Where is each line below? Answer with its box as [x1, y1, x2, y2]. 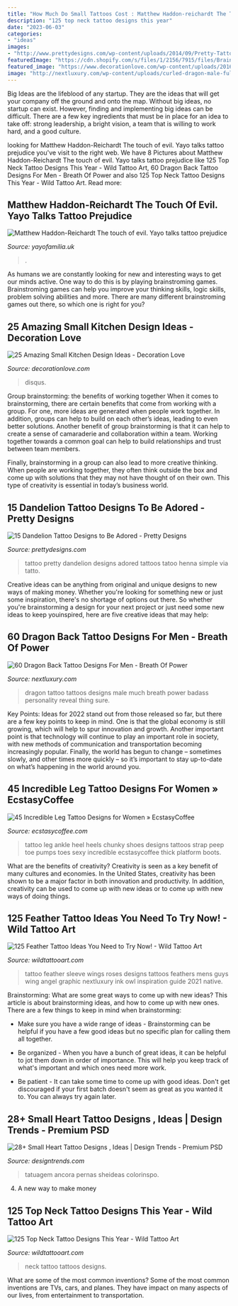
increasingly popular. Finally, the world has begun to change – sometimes [7, 747, 222, 756]
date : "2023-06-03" [7, 23, 65, 31]
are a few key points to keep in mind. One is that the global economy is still [7, 717, 225, 726]
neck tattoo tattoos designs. [24, 1262, 107, 1271]
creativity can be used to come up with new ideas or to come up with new [7, 884, 223, 892]
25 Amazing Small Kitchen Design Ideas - [7, 321, 194, 333]
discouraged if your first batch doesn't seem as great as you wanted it [17, 1085, 223, 1093]
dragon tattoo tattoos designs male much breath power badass [24, 688, 209, 697]
